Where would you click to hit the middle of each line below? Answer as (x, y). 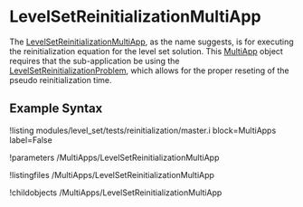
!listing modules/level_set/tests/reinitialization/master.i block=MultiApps (143, 130)
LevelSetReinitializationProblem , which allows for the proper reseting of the (149, 71)
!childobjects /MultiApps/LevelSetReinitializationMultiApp (116, 193)
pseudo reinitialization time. (61, 80)
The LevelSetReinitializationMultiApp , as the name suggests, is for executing (151, 42)
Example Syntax (56, 109)
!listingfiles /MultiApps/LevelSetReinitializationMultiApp (112, 174)
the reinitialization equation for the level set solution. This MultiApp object (146, 51)
